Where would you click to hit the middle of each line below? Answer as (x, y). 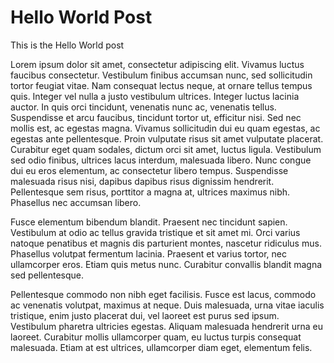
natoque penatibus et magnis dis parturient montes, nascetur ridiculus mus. (166, 243)
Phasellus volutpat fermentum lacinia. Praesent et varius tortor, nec (148, 253)
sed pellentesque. (47, 275)
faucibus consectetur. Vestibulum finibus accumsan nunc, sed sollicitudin (161, 75)
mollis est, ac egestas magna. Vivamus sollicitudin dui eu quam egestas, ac (165, 128)
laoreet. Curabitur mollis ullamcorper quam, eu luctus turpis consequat (156, 337)
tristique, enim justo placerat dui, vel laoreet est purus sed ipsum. (145, 315)
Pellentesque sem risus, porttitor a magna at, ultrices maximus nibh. (150, 192)
